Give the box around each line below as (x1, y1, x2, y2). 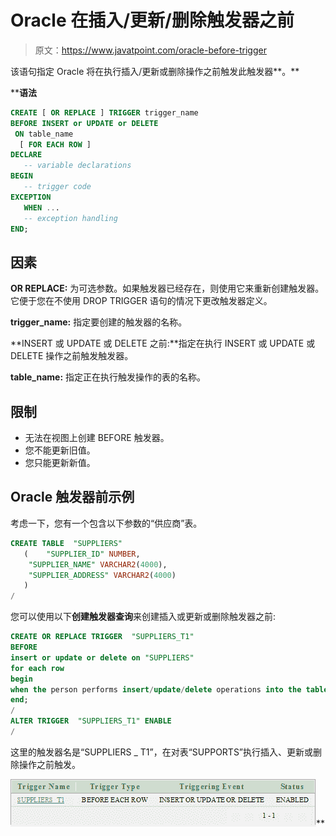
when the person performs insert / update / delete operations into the (10, 684, 302, 695)
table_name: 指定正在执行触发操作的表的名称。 (10, 371, 206, 383)
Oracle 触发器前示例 (10, 489, 135, 506)
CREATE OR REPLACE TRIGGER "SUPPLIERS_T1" (10, 632, 195, 642)
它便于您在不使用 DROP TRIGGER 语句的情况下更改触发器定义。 (10, 295, 273, 307)
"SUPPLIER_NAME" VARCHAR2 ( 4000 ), (28, 559, 168, 570)
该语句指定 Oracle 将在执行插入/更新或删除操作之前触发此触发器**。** (10, 65, 300, 77)
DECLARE (10, 150, 43, 160)
